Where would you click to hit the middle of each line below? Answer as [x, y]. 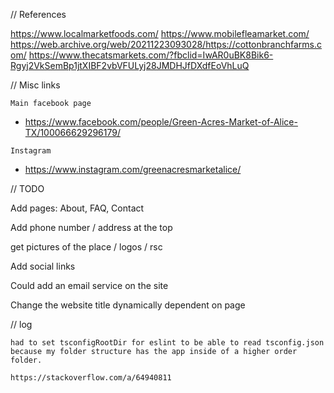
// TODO [27, 188]
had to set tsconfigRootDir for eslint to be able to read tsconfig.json [167, 343]
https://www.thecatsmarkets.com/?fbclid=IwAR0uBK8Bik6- [151, 55]
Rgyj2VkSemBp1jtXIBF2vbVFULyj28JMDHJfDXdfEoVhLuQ [130, 65]
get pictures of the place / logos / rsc [86, 247]
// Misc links [35, 85]
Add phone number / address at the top [91, 227]
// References [38, 14]
